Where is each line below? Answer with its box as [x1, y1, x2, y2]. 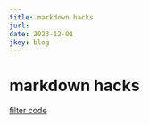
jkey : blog [9, 37, 50, 47]
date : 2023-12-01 [9, 29, 74, 38]
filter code [9, 105, 47, 116]
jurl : [9, 21, 29, 30]
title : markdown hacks [9, 12, 94, 22]
